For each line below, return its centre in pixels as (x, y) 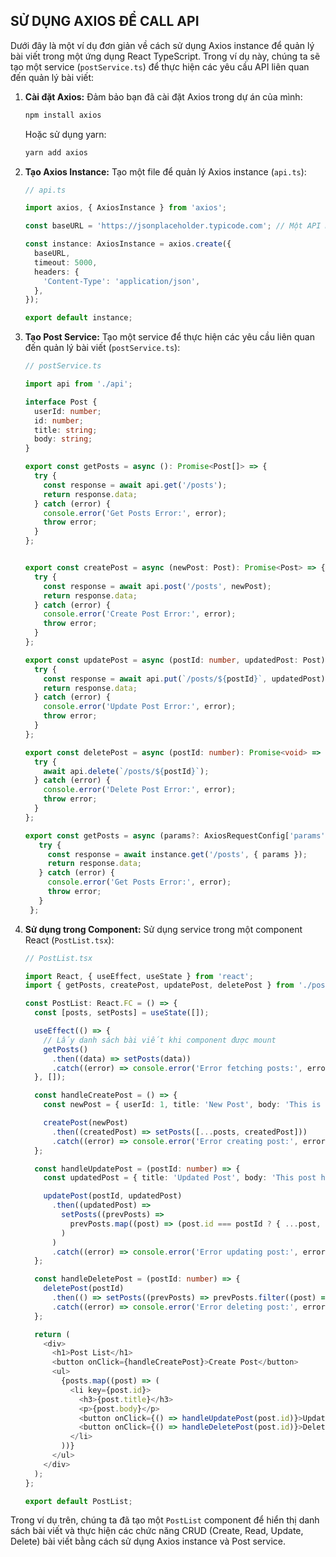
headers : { (57, 272)
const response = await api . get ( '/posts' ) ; (135, 485)
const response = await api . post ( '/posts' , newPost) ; (157, 586)
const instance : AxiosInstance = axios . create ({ (128, 244)
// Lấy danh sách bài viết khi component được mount (160, 1040)
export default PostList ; (78, 1501)
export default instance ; (78, 318)
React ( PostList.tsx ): (69, 940)
